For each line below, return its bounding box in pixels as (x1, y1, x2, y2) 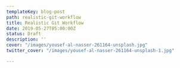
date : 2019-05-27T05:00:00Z (6, 25, 76, 32)
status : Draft (6, 31, 42, 37)
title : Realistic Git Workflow (6, 20, 84, 26)
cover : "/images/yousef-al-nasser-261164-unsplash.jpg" (6, 42, 148, 48)
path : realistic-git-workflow (6, 14, 82, 20)
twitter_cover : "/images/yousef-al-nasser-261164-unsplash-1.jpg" (6, 48, 175, 54)
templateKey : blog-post (6, 8, 66, 15)
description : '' (6, 36, 46, 42)
